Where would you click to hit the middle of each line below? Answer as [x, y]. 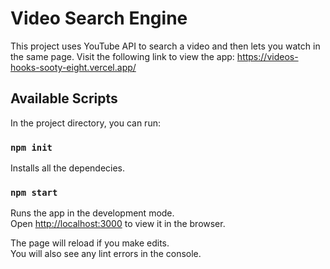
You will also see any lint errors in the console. [106, 254]
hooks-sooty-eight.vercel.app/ [73, 67]
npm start [34, 192]
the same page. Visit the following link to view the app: [122, 56]
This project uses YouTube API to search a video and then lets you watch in [165, 46]
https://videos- [267, 56]
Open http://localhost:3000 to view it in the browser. [118, 224]
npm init [31, 147]
